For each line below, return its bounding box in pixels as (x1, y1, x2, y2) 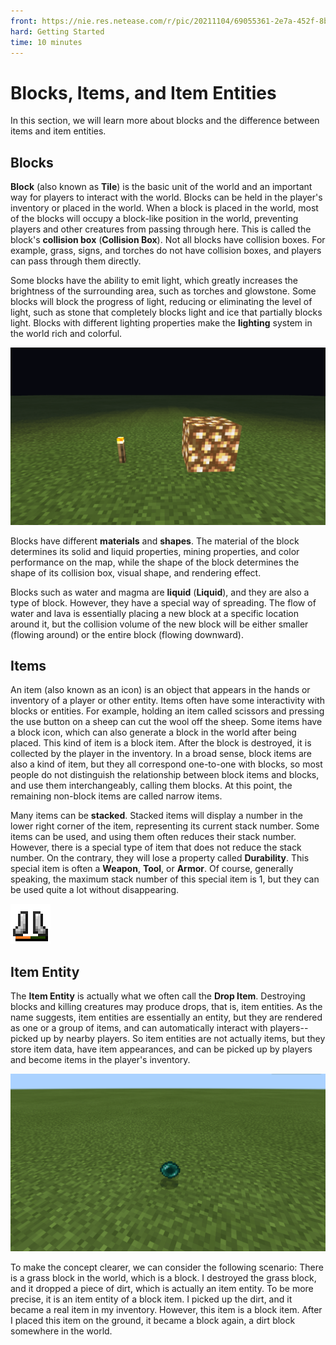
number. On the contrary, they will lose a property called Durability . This (10, 852, 310, 864)
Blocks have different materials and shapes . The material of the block (10, 535, 300, 547)
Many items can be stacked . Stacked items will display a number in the (10, 810, 303, 822)
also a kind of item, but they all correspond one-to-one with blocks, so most (10, 758, 323, 770)
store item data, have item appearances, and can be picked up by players (10, 1043, 313, 1055)
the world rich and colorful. (10, 328, 123, 340)
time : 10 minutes (10, 37, 83, 47)
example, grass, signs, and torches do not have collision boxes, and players (10, 245, 322, 257)
